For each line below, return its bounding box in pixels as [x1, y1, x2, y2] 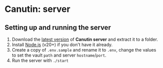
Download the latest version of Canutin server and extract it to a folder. [11, 36, 158, 42]
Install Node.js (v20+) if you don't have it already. [11, 42, 113, 48]
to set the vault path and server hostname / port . [11, 52, 107, 58]
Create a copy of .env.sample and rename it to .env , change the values [11, 47, 157, 53]
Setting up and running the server [4, 23, 111, 32]
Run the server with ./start [11, 58, 69, 63]
